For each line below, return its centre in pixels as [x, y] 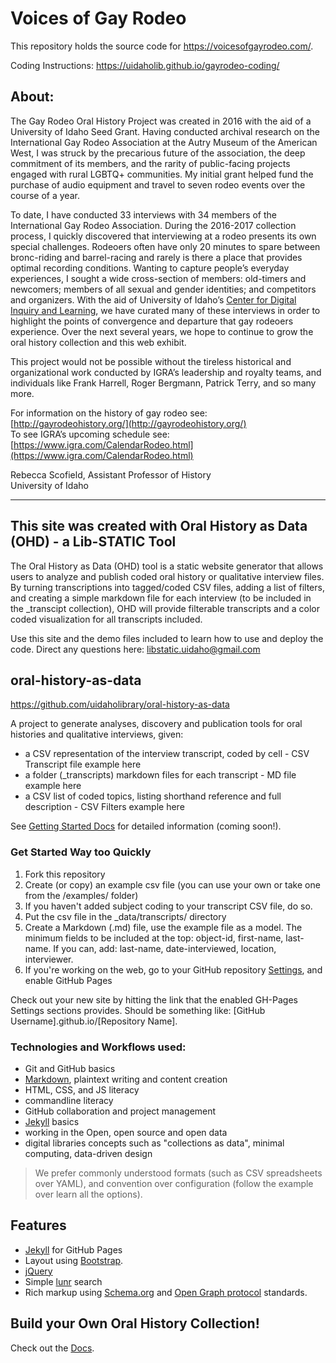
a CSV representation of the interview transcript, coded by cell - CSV [167, 754]
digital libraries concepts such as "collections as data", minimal [154, 1143]
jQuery [38, 1271]
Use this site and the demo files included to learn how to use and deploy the [167, 638]
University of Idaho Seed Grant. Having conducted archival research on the [165, 131]
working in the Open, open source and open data [126, 1132]
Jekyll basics [52, 1121]
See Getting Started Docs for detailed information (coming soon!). [146, 826]
